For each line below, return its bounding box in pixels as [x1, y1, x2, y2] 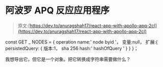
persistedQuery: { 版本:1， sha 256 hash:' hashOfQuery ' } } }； [5, 45, 139, 51]
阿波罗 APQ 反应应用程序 [5, 5, 110, 16]
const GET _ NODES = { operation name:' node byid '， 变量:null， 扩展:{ [5, 39, 158, 45]
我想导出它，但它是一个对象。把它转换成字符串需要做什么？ [5, 56, 131, 62]
